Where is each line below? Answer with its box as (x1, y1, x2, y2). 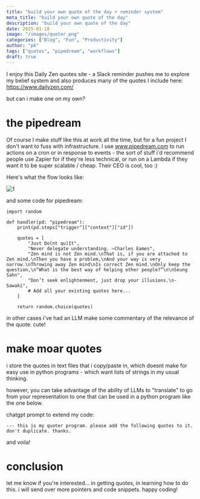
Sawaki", (6, 282, 28, 289)
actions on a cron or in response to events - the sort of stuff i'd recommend (6, 149, 195, 156)
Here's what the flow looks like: (6, 173, 85, 181)
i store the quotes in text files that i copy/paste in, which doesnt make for (6, 362, 187, 369)
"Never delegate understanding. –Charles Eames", (28, 245, 155, 251)
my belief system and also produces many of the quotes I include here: (6, 77, 183, 84)
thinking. (6, 375, 28, 382)
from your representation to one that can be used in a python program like (6, 393, 191, 400)
